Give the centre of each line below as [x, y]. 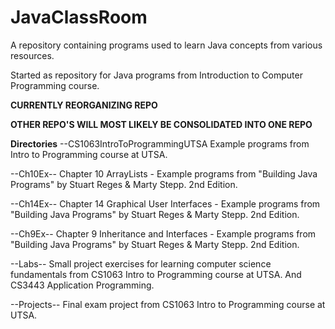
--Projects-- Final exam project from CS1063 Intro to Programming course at [168, 304]
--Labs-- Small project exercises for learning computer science [141, 263]
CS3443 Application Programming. [82, 285]
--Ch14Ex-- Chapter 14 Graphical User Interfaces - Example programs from [165, 203]
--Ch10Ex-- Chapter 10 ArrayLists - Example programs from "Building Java [164, 173]
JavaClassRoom [79, 17]
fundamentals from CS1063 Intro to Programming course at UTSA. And [156, 274]
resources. [32, 55]
